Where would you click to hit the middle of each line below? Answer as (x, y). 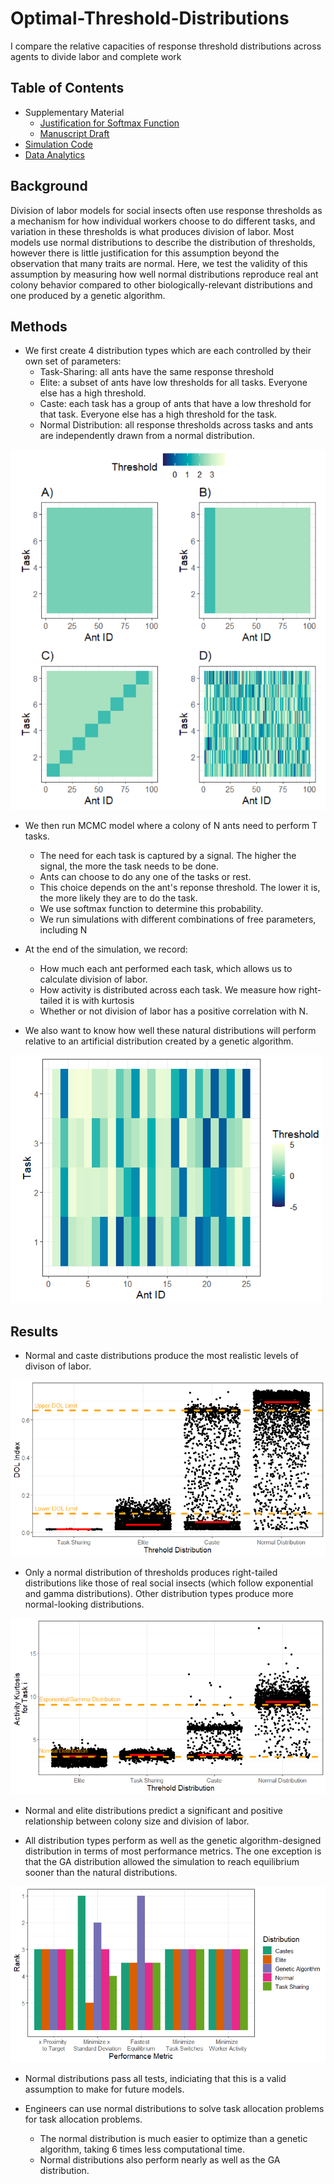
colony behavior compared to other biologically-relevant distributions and (161, 284)
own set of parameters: (73, 361)
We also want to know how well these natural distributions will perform (170, 1031)
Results (34, 1331)
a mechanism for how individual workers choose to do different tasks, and (163, 221)
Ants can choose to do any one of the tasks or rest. (145, 877)
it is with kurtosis (99, 1001)
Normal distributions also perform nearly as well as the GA (160, 2160)
